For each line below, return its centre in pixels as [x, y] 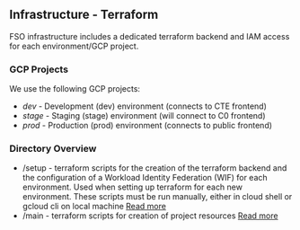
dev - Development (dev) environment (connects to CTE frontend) [145, 106]
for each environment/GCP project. [74, 46]
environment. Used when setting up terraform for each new [132, 187]
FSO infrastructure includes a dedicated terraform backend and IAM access [150, 36]
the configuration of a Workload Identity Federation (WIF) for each [145, 178]
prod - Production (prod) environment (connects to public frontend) [147, 126]
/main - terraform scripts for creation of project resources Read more [150, 216]
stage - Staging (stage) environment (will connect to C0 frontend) [144, 116]
